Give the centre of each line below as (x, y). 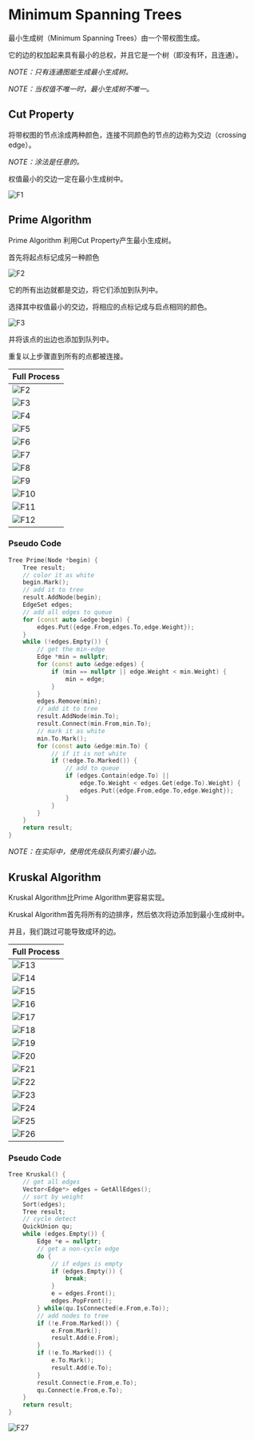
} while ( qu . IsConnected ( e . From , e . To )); (103, 1308)
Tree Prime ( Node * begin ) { (53, 560)
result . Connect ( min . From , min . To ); (94, 724)
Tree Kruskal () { (37, 1175)
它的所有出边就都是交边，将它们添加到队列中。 (85, 289)
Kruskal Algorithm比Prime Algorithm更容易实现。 (89, 897)
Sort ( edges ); (44, 1204)
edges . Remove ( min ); (69, 701)
